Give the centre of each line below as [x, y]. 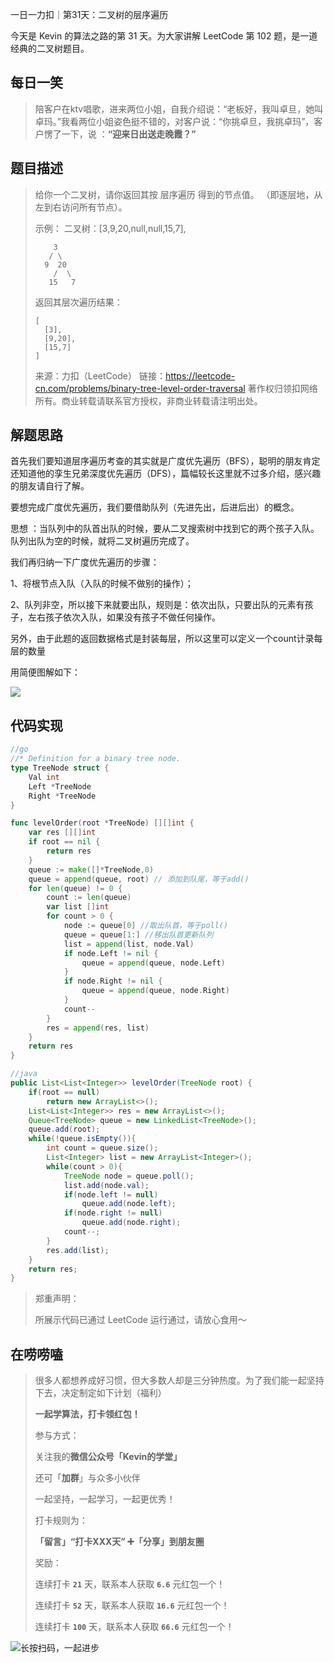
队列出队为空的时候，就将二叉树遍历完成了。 [102, 541]
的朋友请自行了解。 [50, 486]
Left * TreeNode [60, 786]
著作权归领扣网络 [282, 388]
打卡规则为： [61, 1520]
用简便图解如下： [45, 672]
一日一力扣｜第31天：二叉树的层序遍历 [89, 14]
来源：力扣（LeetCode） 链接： [100, 375]
